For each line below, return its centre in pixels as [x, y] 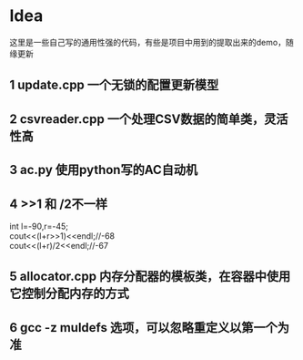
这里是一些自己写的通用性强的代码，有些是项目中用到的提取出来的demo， [148, 42]
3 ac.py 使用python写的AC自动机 [104, 170]
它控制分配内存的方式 [69, 294]
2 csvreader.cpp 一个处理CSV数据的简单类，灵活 [149, 119]
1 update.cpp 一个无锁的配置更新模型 [114, 85]
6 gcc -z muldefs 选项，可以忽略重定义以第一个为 [149, 328]
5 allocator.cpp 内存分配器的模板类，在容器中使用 [150, 277]
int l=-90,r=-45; [39, 226]
